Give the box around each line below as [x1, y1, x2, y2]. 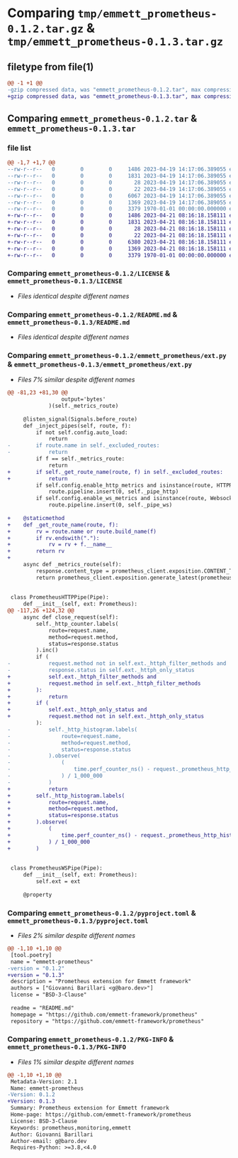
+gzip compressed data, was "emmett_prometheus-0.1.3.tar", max [7, 92, 201, 100]
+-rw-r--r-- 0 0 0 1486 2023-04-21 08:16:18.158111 [7, 212, 227, 220]
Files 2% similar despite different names [17, 931, 136, 939]
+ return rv [7, 548, 65, 555]
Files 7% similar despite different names [17, 375, 135, 384]
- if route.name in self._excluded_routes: [7, 442, 160, 449]
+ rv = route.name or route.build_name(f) [7, 528, 157, 535]
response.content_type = [35, 567, 110, 575]
